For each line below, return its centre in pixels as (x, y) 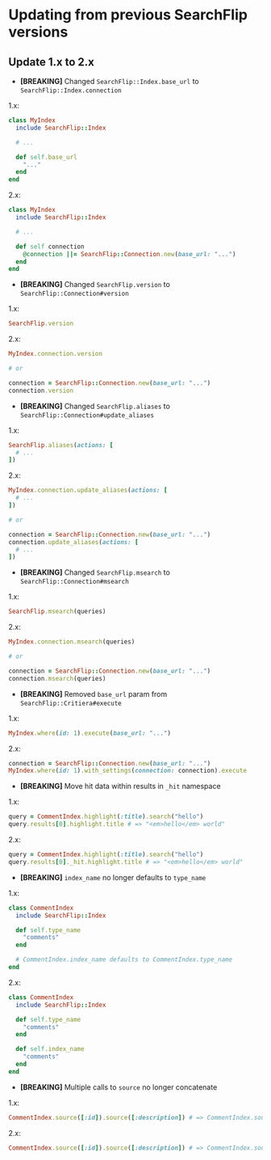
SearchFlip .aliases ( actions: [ (61, 445)
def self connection (50, 247)
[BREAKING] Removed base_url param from (94, 694)
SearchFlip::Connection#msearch (74, 582)
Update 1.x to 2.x (51, 62)
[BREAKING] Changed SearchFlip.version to (95, 285)
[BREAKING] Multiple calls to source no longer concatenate (119, 1087)
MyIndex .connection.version (56, 354)
